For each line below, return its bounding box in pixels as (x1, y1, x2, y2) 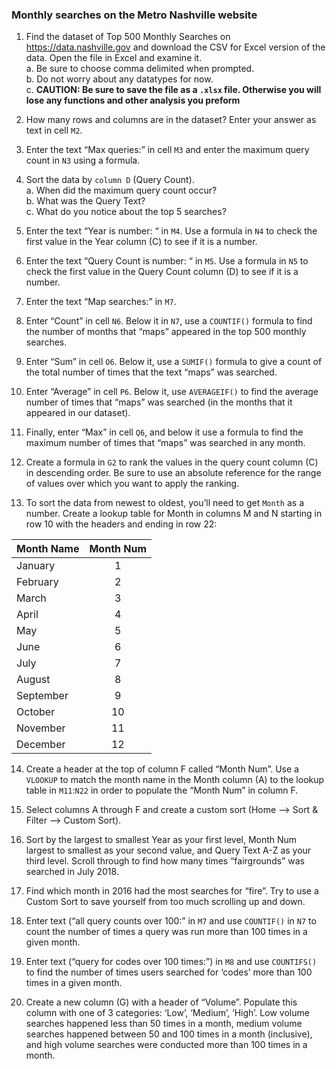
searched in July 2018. (25, 866, 119, 878)
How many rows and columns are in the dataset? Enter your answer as (25, 114, 317, 126)
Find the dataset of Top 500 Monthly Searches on (25, 31, 231, 43)
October (16, 705, 56, 719)
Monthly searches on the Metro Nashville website (11, 8, 258, 22)
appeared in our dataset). (25, 407, 131, 419)
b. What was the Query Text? (25, 195, 146, 207)
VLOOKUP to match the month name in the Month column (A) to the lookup (25, 774, 325, 786)
